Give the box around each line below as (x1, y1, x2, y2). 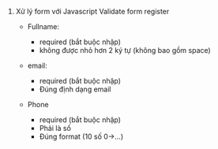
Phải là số (39, 124, 71, 132)
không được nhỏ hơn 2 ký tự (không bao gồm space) (39, 46, 211, 54)
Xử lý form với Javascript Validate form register (15, 7, 170, 16)
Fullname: (27, 22, 60, 31)
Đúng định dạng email (39, 84, 111, 94)
